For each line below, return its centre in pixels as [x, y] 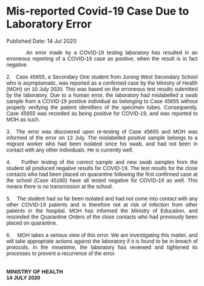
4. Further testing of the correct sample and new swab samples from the [102, 162]
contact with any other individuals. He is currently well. [70, 150]
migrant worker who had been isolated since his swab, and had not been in [102, 144]
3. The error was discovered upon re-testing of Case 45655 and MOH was [102, 131]
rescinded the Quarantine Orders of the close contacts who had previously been [102, 217]
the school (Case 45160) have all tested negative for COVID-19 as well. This [102, 180]
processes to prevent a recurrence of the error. [61, 253]
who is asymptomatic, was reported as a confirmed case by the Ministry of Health [102, 83]
